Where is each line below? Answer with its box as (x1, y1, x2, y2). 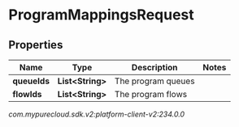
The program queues (114, 75, 195, 87)
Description (131, 62, 178, 73)
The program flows (114, 89, 188, 99)
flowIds (12, 89, 42, 99)
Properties (8, 38, 63, 52)
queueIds (12, 75, 50, 87)
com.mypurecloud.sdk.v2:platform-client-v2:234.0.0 (8, 109, 185, 119)
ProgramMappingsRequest (8, 6, 195, 24)
